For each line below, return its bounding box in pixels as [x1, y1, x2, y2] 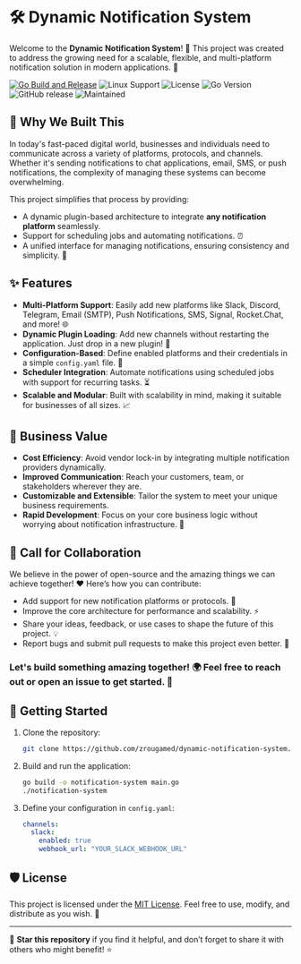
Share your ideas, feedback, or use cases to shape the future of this [21, 618, 274, 629]
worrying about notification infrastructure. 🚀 [21, 519, 185, 530]
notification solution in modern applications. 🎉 [9, 62, 179, 73]
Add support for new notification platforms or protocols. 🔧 [21, 596, 236, 607]
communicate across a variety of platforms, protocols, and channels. [9, 148, 263, 158]
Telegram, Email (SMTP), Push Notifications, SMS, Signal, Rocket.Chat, [21, 309, 284, 320]
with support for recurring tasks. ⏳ [21, 377, 150, 388]
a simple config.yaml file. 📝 [21, 357, 124, 368]
